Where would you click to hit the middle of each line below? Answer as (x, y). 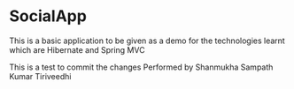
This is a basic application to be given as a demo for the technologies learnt (147, 41)
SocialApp (48, 16)
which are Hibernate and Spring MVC (77, 49)
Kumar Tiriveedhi (40, 76)
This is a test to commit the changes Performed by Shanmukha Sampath (141, 67)
